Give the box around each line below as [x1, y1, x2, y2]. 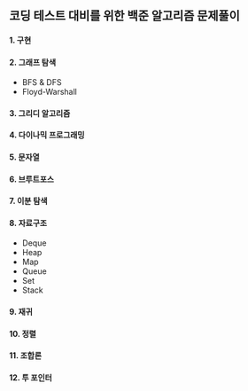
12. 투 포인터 [9, 371, 53, 383]
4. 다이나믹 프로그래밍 [9, 129, 85, 140]
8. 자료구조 [9, 217, 47, 228]
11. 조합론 [9, 350, 43, 361]
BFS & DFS [21, 77, 62, 88]
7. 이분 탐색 [9, 196, 48, 207]
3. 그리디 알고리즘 [9, 107, 71, 118]
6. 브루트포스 [9, 174, 55, 184]
